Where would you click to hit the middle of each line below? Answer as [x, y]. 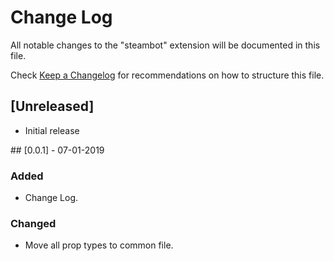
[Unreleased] [52, 106]
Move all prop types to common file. [99, 245]
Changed [33, 223]
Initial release [52, 130]
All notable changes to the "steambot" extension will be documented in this [165, 45]
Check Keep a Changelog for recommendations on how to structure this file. [167, 75]
